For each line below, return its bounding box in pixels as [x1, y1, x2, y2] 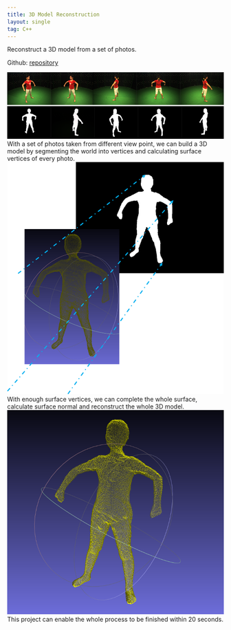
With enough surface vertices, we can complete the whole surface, [7, 395, 198, 404]
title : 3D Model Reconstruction [7, 11, 100, 18]
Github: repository [7, 58, 58, 67]
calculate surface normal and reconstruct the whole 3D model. [7, 402, 184, 411]
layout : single [7, 18, 51, 25]
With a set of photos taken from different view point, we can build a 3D [7, 140, 208, 148]
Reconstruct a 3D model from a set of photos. [7, 45, 137, 54]
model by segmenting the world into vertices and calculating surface [7, 147, 201, 155]
